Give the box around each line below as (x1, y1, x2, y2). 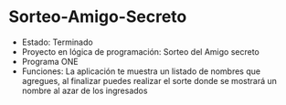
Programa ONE (21, 56, 79, 67)
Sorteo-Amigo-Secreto (8, 6, 187, 27)
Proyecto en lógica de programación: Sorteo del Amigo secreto (21, 46, 260, 57)
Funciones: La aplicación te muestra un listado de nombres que (21, 66, 261, 77)
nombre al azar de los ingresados (21, 85, 148, 96)
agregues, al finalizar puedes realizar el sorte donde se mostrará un (21, 75, 278, 86)
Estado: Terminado (21, 37, 93, 47)
